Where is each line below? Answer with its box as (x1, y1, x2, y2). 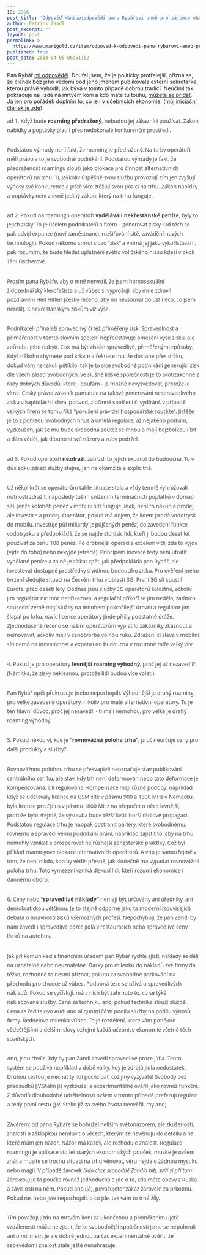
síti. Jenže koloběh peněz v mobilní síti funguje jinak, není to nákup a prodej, (7, 502, 195, 510)
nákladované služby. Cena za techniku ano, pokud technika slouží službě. (7, 998, 188, 1006)
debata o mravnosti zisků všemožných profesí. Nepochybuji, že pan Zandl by (7, 914, 196, 922)
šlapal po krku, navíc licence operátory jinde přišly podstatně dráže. (7, 612, 174, 620)
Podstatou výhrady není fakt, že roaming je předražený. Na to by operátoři (7, 145, 191, 154)
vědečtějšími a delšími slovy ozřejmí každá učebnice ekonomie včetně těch (7, 1025, 191, 1033)
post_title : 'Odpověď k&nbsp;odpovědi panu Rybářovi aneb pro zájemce (7, 15, 191, 21)
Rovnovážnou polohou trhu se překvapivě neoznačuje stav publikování (7, 765, 182, 773)
